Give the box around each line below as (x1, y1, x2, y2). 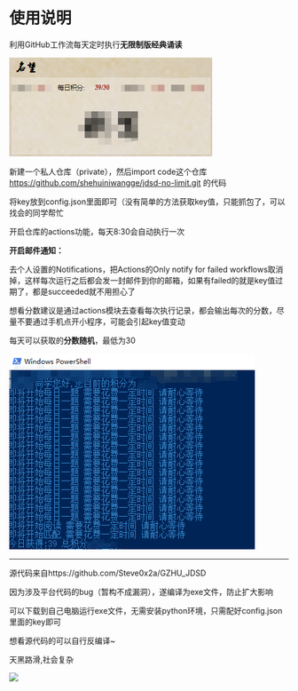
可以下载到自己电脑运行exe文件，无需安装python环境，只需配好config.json (9, 605, 283, 616)
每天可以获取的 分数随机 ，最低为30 (9, 335, 136, 345)
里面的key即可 (9, 616, 62, 627)
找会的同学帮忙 (9, 207, 64, 218)
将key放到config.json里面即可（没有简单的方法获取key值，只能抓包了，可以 (9, 196, 286, 207)
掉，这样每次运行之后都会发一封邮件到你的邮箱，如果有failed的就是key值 (9, 274, 276, 285)
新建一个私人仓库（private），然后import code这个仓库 (9, 166, 208, 177)
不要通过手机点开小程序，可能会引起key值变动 (16, 316, 186, 327)
